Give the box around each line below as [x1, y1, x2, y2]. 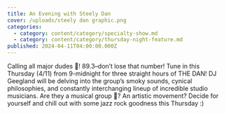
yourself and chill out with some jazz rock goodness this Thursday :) [7, 99, 204, 107]
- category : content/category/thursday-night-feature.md [13, 36, 183, 43]
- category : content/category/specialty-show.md [13, 29, 158, 37]
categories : [7, 23, 42, 30]
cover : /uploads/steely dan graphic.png [7, 17, 127, 24]
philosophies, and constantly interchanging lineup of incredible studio [7, 85, 209, 92]
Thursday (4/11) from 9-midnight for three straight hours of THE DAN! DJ [7, 69, 217, 78]
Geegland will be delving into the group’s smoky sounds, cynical [7, 77, 192, 85]
